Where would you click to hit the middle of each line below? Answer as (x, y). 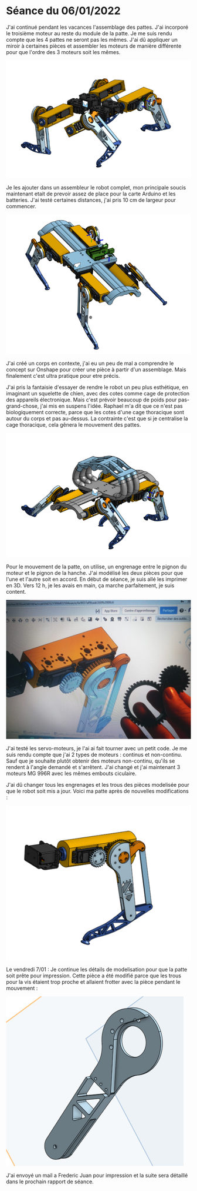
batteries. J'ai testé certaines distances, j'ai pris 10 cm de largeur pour (91, 200)
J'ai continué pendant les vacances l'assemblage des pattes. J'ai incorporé (97, 27)
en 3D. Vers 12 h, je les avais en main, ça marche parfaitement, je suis (90, 585)
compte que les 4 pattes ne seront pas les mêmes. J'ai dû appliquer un (92, 39)
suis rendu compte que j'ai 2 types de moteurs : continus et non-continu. (94, 754)
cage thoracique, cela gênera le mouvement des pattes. (74, 424)
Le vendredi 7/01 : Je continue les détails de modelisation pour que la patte (97, 969)
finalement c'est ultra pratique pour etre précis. (63, 375)
